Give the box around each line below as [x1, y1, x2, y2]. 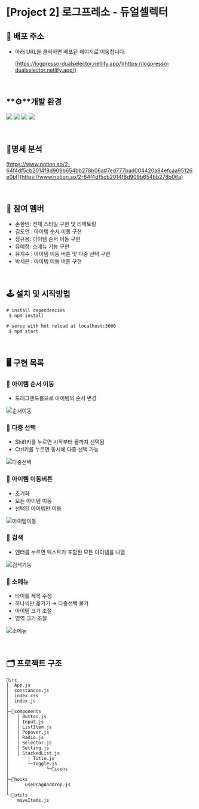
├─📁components [6, 708, 42, 715]
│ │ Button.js [6, 713, 47, 719]
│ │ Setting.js [6, 745, 50, 751]
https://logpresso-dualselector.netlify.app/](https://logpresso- [17, 60, 170, 67]
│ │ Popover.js [6, 729, 50, 735]
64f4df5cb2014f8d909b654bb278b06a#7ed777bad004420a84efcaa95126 [6, 167, 193, 174]
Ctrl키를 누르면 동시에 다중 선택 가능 [14, 446, 99, 453]
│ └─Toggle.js [6, 761, 58, 767]
